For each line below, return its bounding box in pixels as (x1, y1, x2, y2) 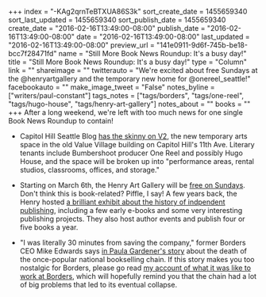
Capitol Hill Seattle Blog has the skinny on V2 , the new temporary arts (19, 131, 248, 141)
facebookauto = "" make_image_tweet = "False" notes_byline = (8, 82, 215, 92)
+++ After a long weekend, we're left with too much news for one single (8, 108, 244, 117)
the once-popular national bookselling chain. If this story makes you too (19, 255, 255, 264)
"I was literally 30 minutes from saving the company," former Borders (19, 238, 246, 247)
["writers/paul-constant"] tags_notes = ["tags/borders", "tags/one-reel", (8, 91, 245, 100)
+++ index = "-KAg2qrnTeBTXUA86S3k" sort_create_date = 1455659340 (8, 7, 248, 16)
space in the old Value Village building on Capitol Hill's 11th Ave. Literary (19, 140, 256, 149)
